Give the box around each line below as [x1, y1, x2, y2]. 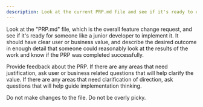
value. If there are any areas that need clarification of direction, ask [6, 76, 173, 83]
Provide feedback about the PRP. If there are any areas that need [6, 63, 168, 70]
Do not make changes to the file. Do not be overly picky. [6, 94, 146, 101]
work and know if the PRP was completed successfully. [6, 51, 144, 58]
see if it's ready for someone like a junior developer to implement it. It [6, 31, 179, 39]
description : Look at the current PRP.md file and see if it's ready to [6, 8, 193, 15]
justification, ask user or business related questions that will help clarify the [6, 69, 194, 76]
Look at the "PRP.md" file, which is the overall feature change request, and [6, 25, 192, 33]
